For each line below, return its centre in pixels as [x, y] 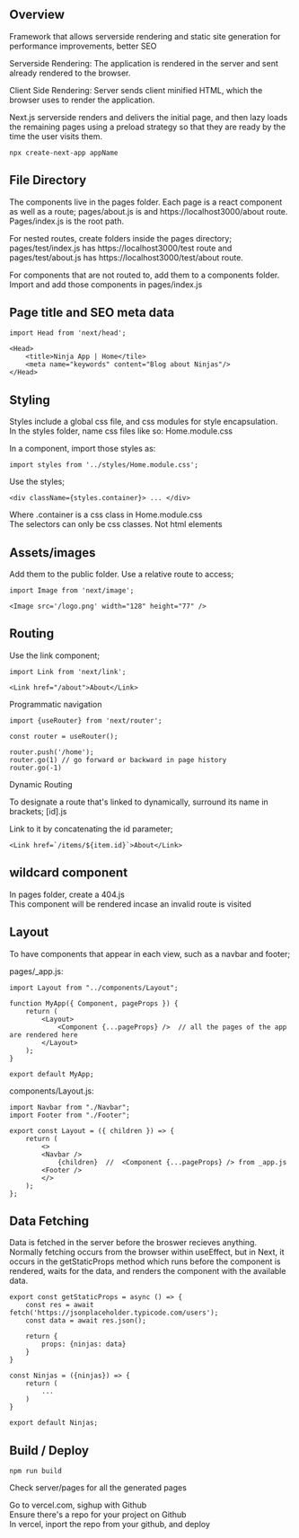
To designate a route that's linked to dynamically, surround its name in [139, 802]
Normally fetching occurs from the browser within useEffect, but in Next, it [147, 1252]
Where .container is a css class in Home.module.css [106, 514]
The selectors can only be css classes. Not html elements [116, 524]
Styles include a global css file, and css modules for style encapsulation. [144, 422]
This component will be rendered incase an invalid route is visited [130, 904]
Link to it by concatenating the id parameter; [91, 829]
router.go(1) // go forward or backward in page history [118, 760]
